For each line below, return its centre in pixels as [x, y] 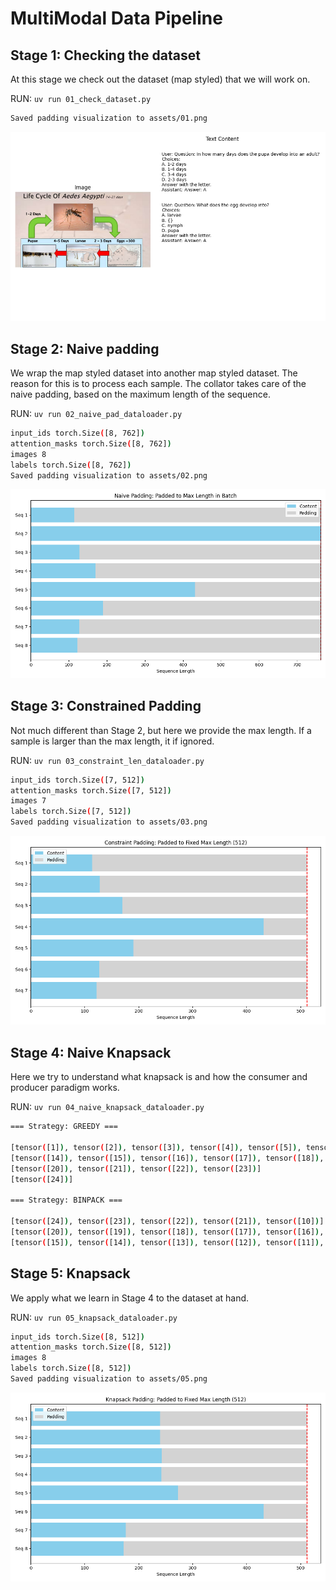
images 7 [28, 801]
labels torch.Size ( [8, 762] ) [71, 465]
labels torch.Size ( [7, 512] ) [71, 812]
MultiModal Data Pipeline [116, 18]
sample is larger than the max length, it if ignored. [112, 741]
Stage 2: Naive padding [85, 348]
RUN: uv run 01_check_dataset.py [81, 98]
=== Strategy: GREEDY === [64, 1127]
